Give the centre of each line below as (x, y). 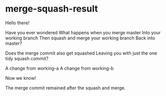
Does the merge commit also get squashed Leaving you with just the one (81, 53)
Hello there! (17, 23)
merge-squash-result (52, 9)
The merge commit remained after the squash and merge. (65, 88)
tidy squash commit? (27, 58)
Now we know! (21, 78)
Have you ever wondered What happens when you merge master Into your (83, 32)
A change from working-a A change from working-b (59, 68)
